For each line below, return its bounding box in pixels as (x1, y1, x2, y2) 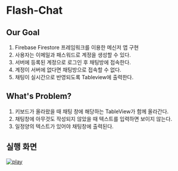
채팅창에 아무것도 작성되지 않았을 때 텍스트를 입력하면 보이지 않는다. (14, 115, 173, 122)
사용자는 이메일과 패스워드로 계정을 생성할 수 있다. (14, 51, 131, 58)
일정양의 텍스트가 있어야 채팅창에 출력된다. (14, 123, 114, 130)
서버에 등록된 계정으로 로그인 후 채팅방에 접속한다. (14, 59, 131, 66)
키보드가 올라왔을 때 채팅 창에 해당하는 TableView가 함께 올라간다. (14, 108, 169, 115)
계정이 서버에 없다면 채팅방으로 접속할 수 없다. (14, 66, 122, 73)
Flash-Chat (6, 4, 63, 17)
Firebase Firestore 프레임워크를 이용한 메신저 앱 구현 (14, 44, 139, 51)
